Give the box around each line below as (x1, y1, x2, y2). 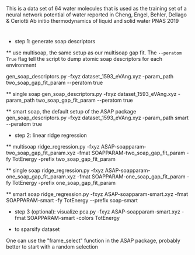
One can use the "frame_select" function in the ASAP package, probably (6, 237, 181, 244)
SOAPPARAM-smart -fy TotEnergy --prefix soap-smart (6, 197, 138, 204)
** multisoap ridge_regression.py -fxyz (6, 143, 100, 150)
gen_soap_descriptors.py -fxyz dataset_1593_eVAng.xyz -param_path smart (6, 114, 189, 122)
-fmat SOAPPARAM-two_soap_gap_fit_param (76, 149, 186, 157)
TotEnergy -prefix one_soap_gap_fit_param (12, 180, 116, 187)
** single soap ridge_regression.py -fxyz (6, 167, 104, 174)
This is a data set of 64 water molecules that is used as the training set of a (6, 5, 187, 12)
